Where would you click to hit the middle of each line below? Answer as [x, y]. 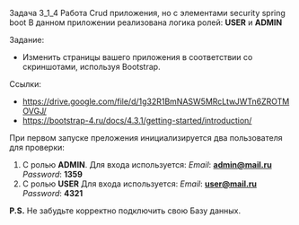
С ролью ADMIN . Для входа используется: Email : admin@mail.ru [147, 164]
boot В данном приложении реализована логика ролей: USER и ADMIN [146, 22]
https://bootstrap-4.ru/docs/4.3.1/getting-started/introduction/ [137, 121]
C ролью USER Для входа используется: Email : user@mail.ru [140, 184]
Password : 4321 [53, 193]
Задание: [27, 40]
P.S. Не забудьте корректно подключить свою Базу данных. [125, 211]
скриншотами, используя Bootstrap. [91, 67]
